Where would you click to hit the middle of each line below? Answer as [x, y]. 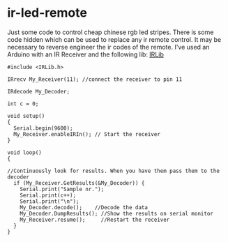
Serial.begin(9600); [43, 128]
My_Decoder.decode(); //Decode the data [84, 207]
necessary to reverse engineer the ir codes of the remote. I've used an [109, 47]
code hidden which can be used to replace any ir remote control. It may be [114, 39]
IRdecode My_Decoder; [39, 91]
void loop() [24, 152]
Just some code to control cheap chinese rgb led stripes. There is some [111, 32]
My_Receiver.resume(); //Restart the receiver [95, 220]
